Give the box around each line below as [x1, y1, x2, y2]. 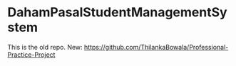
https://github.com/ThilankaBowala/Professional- [84, 43, 229, 51]
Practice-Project [7, 50, 56, 59]
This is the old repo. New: [7, 43, 83, 51]
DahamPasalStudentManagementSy [7, 4, 227, 21]
